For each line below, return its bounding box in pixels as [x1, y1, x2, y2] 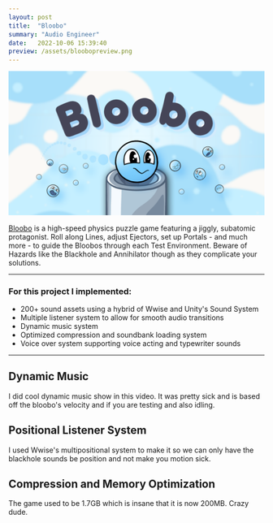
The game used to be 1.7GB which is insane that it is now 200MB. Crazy [8, 499, 249, 508]
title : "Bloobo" [8, 21, 67, 30]
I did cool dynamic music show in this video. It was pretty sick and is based [8, 391, 261, 401]
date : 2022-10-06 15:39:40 [8, 39, 107, 47]
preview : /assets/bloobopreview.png [8, 47, 132, 56]
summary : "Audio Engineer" [8, 30, 100, 38]
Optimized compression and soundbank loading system [19, 330, 207, 339]
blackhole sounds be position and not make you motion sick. [8, 453, 211, 463]
